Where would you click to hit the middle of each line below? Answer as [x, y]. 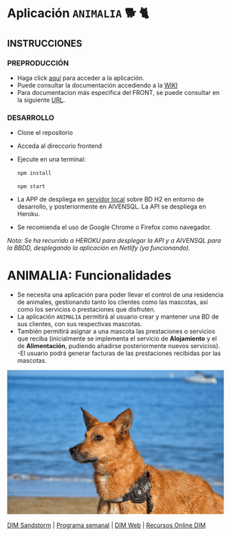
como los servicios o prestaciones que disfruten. [86, 310]
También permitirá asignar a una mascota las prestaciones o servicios [116, 332]
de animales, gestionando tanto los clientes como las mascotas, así [112, 302]
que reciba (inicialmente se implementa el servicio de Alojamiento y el [117, 339]
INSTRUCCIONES [45, 43]
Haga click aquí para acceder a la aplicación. [80, 78]
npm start [31, 186]
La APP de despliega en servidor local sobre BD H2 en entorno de [110, 200]
